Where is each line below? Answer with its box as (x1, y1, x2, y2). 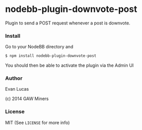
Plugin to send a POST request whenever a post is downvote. (5, 20, 131, 26)
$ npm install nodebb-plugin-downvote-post (5, 53, 97, 58)
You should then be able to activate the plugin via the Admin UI (5, 62, 134, 68)
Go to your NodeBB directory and (5, 44, 73, 50)
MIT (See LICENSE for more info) (5, 120, 70, 126)
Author (5, 75, 23, 82)
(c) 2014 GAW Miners (5, 96, 49, 102)
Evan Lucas (5, 86, 29, 92)
